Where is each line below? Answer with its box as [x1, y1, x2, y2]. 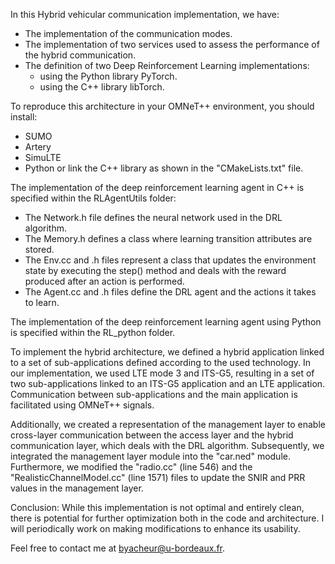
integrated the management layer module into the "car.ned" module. [10, 450, 291, 462]
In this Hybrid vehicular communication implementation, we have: [10, 9, 280, 20]
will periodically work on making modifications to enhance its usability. [10, 523, 301, 534]
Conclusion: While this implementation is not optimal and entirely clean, [10, 502, 305, 513]
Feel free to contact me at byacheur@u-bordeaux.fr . [10, 542, 226, 554]
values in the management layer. [10, 482, 144, 494]
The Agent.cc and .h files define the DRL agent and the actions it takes [24, 286, 317, 298]
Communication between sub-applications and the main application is [10, 389, 298, 400]
